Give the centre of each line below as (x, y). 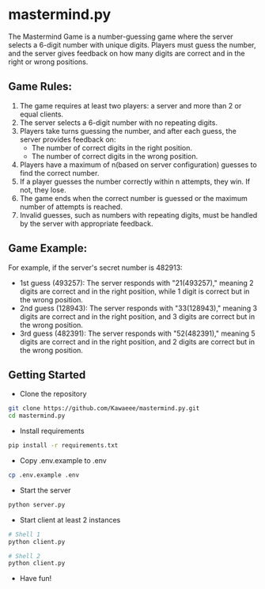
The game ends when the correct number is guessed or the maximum (133, 198)
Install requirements (52, 431)
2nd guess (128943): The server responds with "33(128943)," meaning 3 (138, 308)
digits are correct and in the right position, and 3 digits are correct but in (137, 316)
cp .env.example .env (44, 475)
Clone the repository (53, 394)
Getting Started (47, 375)
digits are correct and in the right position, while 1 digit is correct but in (134, 291)
